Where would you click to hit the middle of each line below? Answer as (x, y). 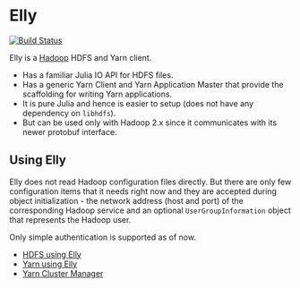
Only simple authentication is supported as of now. (103, 237)
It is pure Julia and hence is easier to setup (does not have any (138, 103)
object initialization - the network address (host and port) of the (126, 200)
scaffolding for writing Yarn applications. (97, 94)
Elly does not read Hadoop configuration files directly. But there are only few (150, 182)
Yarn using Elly (50, 264)
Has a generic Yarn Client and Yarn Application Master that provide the (153, 84)
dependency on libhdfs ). (69, 113)
